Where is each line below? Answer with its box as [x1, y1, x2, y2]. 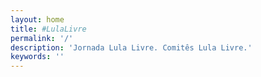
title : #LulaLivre [10, 24, 87, 34]
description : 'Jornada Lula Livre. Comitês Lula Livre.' [10, 42, 253, 53]
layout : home [10, 14, 65, 25]
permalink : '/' [10, 33, 74, 43]
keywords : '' [10, 52, 65, 62]
